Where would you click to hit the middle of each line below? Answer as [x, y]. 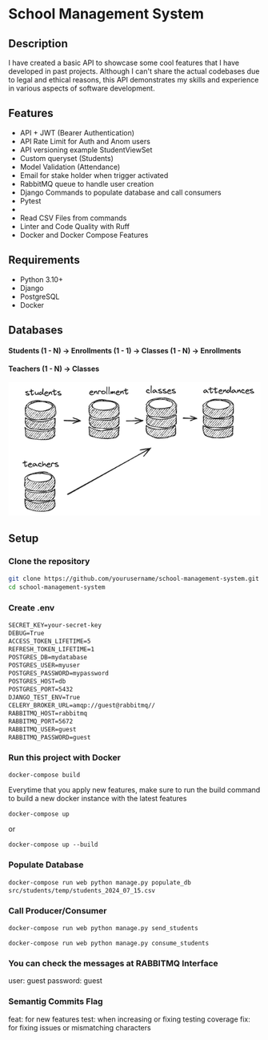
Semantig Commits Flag [56, 1002]
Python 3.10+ [42, 279]
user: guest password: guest [55, 981]
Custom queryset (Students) [67, 158]
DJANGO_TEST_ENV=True [44, 698]
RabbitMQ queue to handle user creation [87, 183]
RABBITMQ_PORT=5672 [41, 722]
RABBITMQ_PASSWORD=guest [50, 738]
